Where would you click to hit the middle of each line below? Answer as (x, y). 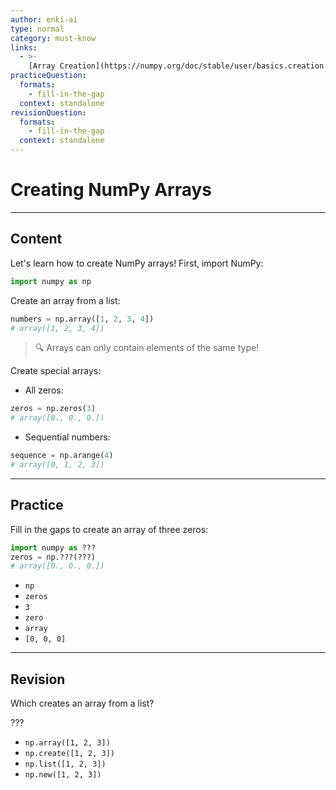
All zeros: (44, 390)
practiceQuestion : (48, 76)
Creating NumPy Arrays (111, 190)
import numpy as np (51, 281)
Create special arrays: (56, 371)
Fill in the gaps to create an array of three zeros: (109, 529)
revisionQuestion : (48, 112)
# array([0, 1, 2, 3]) (57, 465)
